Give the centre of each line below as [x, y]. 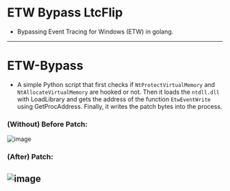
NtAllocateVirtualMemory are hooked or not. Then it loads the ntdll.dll [118, 92]
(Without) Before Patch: [47, 124]
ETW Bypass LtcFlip [65, 13]
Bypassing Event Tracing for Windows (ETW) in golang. [95, 31]
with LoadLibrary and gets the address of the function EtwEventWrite [114, 99]
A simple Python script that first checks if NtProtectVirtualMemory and [116, 84]
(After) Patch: [30, 157]
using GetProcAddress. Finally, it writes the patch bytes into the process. [119, 106]
